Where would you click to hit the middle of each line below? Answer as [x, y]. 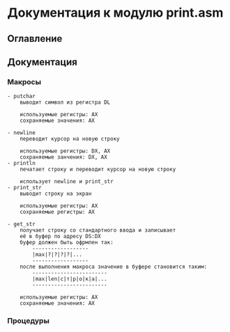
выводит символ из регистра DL [65, 102]
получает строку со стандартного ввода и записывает [98, 230]
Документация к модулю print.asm [115, 13]
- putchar [22, 96]
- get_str [22, 224]
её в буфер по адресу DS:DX [60, 237]
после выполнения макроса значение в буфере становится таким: [114, 267]
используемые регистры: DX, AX [65, 151]
